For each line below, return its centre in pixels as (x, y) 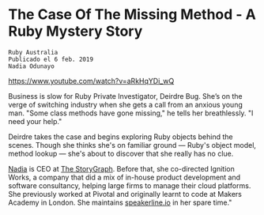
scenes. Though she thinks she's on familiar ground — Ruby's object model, (132, 145)
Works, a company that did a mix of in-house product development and (124, 177)
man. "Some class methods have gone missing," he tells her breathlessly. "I (131, 113)
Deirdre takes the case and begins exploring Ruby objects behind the (121, 137)
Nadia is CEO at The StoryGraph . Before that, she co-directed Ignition (121, 168)
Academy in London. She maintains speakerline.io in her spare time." (120, 202)
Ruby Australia (33, 52)
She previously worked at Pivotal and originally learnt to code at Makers (125, 194)
